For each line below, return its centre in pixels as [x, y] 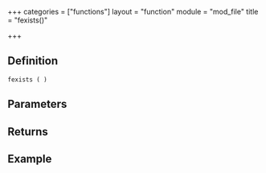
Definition [33, 61]
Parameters [37, 104]
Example [30, 159]
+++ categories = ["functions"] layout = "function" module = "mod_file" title [133, 12]
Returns [28, 132]
